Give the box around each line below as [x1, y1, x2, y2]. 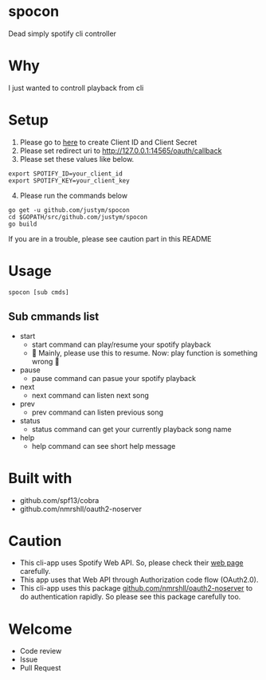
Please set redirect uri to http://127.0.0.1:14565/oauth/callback [19, 146, 222, 155]
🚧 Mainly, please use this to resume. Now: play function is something [31, 348, 258, 357]
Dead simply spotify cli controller [8, 29, 117, 38]
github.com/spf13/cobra [19, 495, 100, 505]
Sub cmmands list [8, 310, 100, 324]
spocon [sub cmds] [8, 288, 69, 297]
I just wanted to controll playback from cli [8, 83, 144, 92]
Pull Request [19, 663, 61, 673]
